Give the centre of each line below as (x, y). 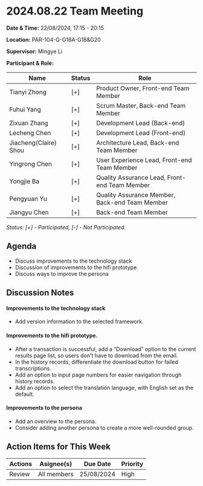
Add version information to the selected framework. (79, 321)
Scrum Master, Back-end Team (141, 105)
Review (20, 474)
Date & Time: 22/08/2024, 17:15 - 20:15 (55, 28)
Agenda (21, 246)
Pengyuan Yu (28, 199)
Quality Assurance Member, (136, 195)
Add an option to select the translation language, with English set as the (104, 387)
